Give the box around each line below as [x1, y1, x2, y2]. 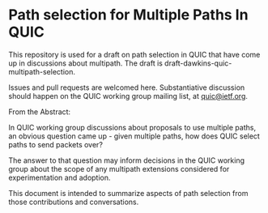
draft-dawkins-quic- [164, 58, 232, 68]
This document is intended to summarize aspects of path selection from [8, 188, 249, 198]
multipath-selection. [8, 66, 75, 76]
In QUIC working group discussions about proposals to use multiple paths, [8, 122, 257, 132]
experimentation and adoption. [8, 173, 111, 182]
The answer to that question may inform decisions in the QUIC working [8, 155, 245, 165]
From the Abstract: [8, 107, 71, 117]
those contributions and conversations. [8, 197, 139, 207]
